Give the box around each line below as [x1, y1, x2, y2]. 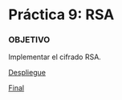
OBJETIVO [8, 34, 51, 46]
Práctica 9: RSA [8, 6, 115, 24]
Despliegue [8, 68, 47, 78]
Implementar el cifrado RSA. [8, 52, 102, 62]
